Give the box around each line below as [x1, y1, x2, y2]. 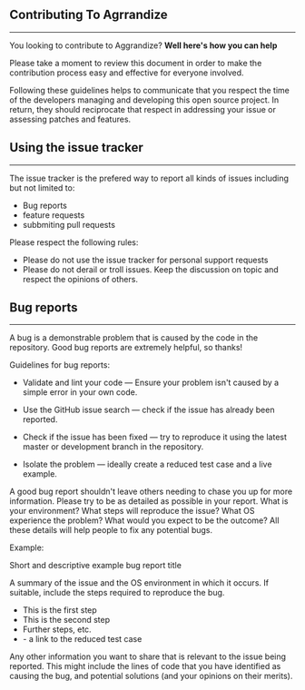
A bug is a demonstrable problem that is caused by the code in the [9, 332, 259, 343]
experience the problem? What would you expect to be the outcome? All [9, 515, 280, 526]
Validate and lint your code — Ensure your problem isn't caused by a [22, 377, 280, 389]
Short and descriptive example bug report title [9, 560, 182, 571]
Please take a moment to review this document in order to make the [9, 57, 262, 68]
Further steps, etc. [22, 624, 93, 635]
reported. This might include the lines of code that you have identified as [9, 661, 281, 672]
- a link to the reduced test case [22, 634, 143, 645]
